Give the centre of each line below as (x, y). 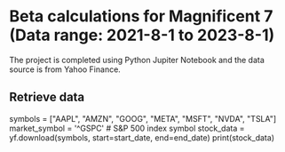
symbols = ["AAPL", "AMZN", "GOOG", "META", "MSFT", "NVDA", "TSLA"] (143, 118)
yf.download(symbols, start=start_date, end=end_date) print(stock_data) (142, 137)
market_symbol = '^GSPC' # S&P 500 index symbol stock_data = (127, 128)
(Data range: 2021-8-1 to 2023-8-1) (142, 35)
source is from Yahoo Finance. (65, 69)
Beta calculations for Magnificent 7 (141, 16)
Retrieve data (47, 97)
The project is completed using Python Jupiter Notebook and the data (137, 60)
